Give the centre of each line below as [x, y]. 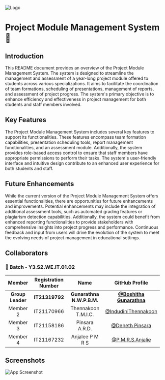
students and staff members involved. [43, 104]
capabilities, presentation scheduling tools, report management [69, 142]
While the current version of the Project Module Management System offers [82, 196]
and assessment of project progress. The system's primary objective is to [80, 94]
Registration [49, 280]
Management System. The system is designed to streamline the [69, 73]
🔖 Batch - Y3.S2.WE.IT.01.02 [40, 267]
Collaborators [27, 253]
